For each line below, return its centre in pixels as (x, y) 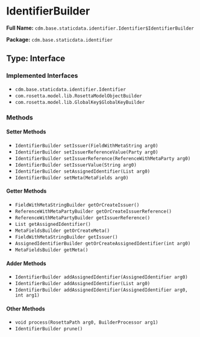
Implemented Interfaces (42, 75)
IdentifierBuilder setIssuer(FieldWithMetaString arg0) (86, 146)
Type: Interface (36, 59)
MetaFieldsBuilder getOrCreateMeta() (62, 231)
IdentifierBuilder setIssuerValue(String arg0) (76, 165)
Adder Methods (26, 263)
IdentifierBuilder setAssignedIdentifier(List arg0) (83, 171)
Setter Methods (26, 132)
